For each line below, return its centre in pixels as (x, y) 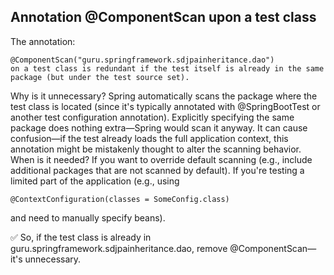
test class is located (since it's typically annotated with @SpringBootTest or (165, 106)
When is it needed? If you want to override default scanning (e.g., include (161, 159)
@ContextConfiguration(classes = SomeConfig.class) (120, 199)
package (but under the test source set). (100, 77)
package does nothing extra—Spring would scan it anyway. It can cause (159, 127)
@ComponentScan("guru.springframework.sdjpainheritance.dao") (142, 60)
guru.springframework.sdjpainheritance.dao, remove (119, 248)
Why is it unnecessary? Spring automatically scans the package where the (164, 96)
